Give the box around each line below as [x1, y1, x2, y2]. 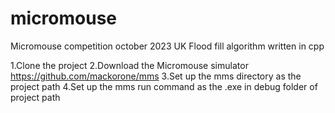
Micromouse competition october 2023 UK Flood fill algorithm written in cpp [10, 40, 325, 52]
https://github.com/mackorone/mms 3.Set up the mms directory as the [10, 70, 302, 82]
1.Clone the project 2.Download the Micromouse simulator [10, 59, 249, 71]
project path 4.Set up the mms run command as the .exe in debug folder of [10, 80, 318, 92]
